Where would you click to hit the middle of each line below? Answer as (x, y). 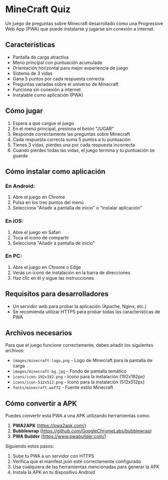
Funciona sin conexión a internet (47, 89)
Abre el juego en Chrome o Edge (47, 267)
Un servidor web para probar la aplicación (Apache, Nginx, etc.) (79, 306)
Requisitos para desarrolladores (57, 294)
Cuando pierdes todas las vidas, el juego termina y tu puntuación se (83, 150)
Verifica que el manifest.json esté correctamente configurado (77, 462)
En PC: (14, 256)
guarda (20, 156)
